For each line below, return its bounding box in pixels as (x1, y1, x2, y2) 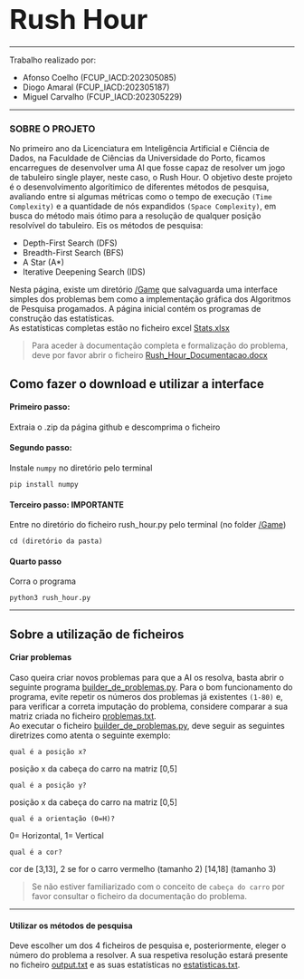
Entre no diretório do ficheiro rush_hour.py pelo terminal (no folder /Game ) (9, 519, 287, 530)
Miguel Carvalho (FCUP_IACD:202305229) (22, 91, 183, 102)
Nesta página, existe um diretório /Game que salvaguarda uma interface (9, 284, 278, 296)
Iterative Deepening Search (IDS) (22, 267, 147, 277)
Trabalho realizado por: (9, 54, 97, 65)
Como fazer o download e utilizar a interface (9, 376, 264, 392)
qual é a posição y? (9, 781, 88, 790)
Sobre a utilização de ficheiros (9, 626, 185, 642)
